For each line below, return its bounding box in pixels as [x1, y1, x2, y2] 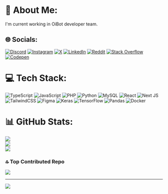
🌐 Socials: [5, 35, 38, 44]
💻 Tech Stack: [5, 72, 67, 84]
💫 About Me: [5, 4, 58, 16]
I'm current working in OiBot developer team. [5, 21, 98, 27]
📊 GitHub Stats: [5, 116, 73, 127]
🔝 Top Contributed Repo [5, 158, 65, 165]
